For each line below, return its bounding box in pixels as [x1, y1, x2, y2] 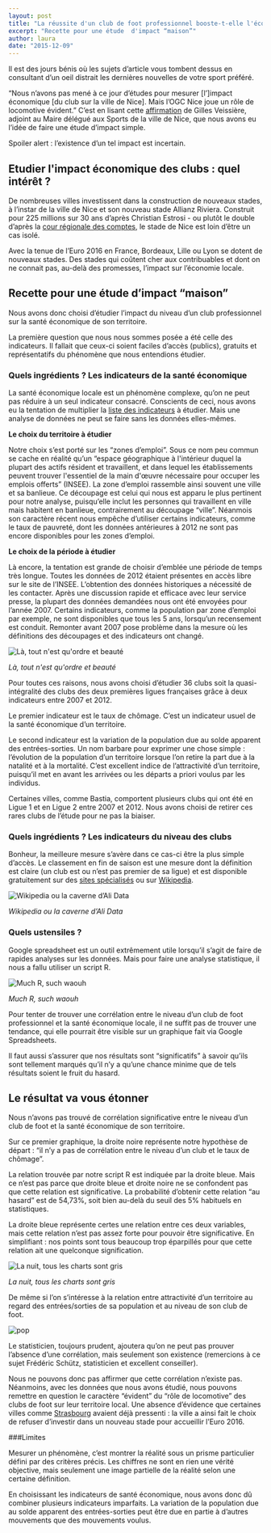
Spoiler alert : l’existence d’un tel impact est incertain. [8, 138, 186, 148]
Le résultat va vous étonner [8, 1092, 149, 1105]
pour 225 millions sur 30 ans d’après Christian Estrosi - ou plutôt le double [8, 213, 256, 222]
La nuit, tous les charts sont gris [8, 1277, 115, 1286]
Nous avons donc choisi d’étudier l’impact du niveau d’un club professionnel [8, 308, 262, 318]
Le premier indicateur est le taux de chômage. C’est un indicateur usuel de [8, 711, 256, 720]
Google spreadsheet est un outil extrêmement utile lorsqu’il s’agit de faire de [8, 945, 262, 955]
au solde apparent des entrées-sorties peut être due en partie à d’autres [8, 1507, 248, 1517]
